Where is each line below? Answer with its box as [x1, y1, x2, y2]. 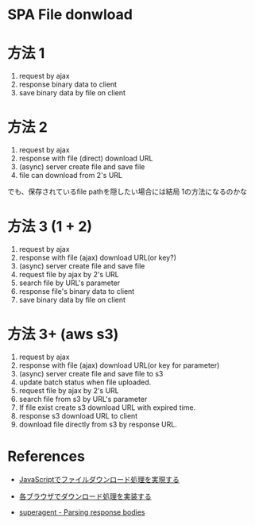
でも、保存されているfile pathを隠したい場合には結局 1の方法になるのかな [7, 187, 248, 196]
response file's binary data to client [18, 287, 135, 295]
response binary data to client [18, 79, 117, 89]
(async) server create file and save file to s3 [18, 369, 164, 378]
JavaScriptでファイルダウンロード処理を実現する [18, 474, 180, 484]
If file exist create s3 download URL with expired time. [18, 403, 196, 412]
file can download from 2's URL [18, 171, 123, 180]
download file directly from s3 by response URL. [18, 419, 178, 429]
